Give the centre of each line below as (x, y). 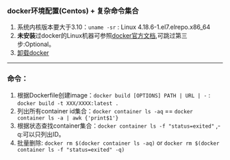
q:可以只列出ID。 (41, 134)
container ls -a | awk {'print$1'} (68, 118)
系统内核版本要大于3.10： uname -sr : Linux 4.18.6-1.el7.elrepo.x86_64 (114, 27)
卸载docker (33, 53)
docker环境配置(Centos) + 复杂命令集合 (73, 10)
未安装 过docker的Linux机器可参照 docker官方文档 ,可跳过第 (99, 36)
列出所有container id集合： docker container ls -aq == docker (105, 111)
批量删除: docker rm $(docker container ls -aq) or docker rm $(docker (118, 143)
